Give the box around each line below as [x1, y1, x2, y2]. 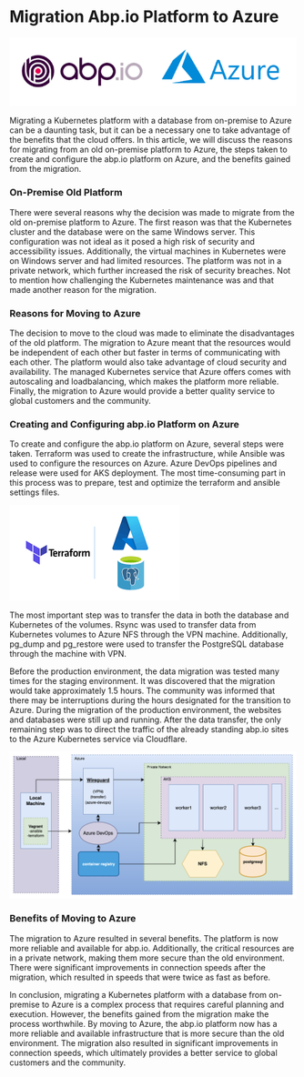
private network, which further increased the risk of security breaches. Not [9, 265, 291, 276]
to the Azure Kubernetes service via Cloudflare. [9, 734, 188, 745]
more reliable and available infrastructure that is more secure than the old [9, 1028, 285, 1039]
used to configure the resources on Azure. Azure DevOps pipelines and [9, 458, 278, 469]
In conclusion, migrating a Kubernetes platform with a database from [9, 989, 267, 1000]
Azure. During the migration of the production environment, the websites [9, 705, 282, 716]
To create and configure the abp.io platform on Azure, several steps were [9, 438, 284, 449]
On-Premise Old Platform [9, 186, 123, 199]
